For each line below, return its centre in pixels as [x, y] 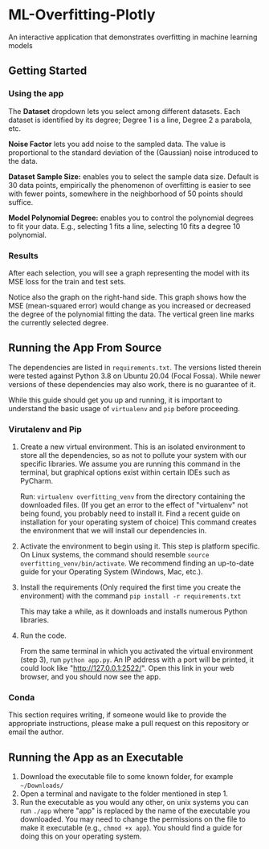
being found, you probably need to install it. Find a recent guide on [130, 514]
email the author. [36, 732]
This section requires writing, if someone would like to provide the [118, 715]
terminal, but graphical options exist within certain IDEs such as [125, 472]
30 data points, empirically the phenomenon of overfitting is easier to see [130, 185]
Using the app [36, 94]
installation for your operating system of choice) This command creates [138, 522]
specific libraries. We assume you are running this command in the [130, 464]
